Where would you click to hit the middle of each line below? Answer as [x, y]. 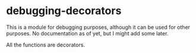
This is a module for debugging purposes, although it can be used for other [98, 27]
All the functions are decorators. [45, 45]
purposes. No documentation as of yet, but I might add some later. [87, 33]
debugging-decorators [64, 11]
